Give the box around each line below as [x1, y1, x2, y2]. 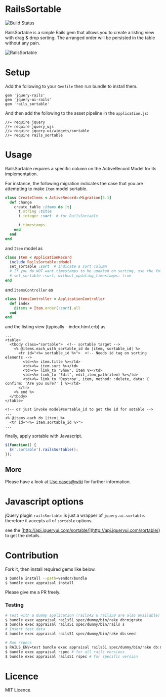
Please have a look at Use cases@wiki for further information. [5, 479, 131, 485]
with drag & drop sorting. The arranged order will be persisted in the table [5, 35, 155, 41]
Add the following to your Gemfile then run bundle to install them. [5, 83, 138, 89]
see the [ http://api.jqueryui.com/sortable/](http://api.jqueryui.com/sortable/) [5, 527, 161, 533]
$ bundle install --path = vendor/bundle [5, 576, 87, 581]
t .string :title [18, 209, 52, 214]
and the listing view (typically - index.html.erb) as [5, 324, 106, 330]
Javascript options [5, 496, 84, 507]
